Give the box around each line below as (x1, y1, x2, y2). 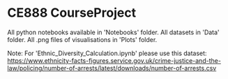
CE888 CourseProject (7, 5, 137, 21)
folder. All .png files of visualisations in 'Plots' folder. (7, 35, 158, 43)
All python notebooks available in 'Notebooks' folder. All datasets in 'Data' (7, 28, 220, 36)
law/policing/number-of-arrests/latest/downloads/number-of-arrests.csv (7, 64, 217, 72)
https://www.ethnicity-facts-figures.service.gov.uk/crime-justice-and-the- (7, 56, 222, 64)
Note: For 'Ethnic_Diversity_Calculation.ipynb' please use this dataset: (7, 49, 207, 57)
